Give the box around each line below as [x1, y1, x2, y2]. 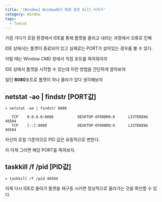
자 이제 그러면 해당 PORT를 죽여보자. [5, 147, 76, 153]
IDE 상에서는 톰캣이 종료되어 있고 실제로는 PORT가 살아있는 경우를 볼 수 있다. [5, 45, 153, 52]
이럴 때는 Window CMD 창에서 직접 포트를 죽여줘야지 [5, 56, 108, 62]
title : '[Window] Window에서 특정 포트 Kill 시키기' [5, 7, 106, 12]
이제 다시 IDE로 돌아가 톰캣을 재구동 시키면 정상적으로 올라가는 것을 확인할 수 [5, 185, 152, 191]
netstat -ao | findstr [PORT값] [5, 92, 97, 101]
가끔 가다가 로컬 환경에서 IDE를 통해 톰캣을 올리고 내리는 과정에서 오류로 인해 [5, 35, 152, 41]
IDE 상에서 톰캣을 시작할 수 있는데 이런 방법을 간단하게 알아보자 [5, 66, 126, 72]
